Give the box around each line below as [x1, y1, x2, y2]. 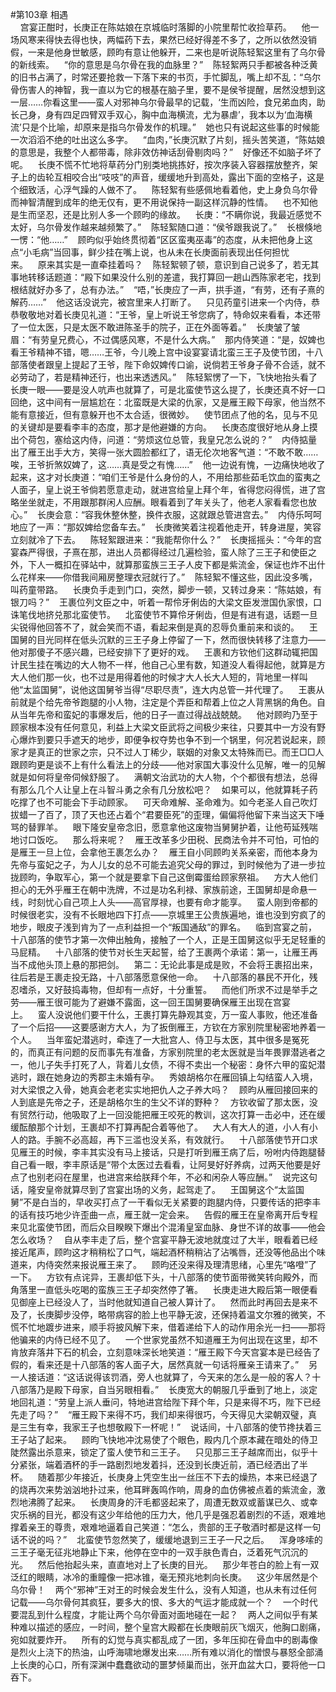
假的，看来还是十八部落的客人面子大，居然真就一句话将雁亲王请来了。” [10, 1359, 300, 1370]
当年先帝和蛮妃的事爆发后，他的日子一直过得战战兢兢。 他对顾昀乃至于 [18, 709, 318, 720]
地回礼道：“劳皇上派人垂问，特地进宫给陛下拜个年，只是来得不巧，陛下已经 [10, 1396, 322, 1408]
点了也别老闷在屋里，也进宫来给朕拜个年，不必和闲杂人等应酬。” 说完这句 [10, 1171, 318, 1183]
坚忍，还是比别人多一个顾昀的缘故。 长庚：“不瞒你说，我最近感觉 [36, 209, 313, 220]
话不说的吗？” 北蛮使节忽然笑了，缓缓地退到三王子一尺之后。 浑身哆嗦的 [10, 1534, 323, 1545]
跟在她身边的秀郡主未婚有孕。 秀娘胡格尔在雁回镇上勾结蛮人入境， [36, 1071, 318, 1083]
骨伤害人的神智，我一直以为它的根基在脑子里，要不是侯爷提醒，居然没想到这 [10, 84, 326, 95]
